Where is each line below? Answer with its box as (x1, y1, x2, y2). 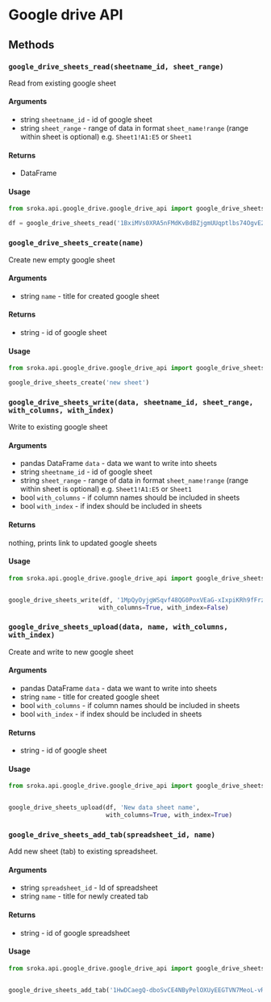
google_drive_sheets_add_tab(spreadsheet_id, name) (8, 830, 216, 839)
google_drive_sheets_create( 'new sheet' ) (8, 379, 150, 387)
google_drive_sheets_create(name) (8, 238, 144, 248)
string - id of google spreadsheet (19, 928, 131, 937)
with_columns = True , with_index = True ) (106, 811, 232, 820)
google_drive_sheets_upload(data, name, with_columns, (8, 623, 228, 631)
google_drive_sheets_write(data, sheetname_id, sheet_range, (8, 397, 254, 407)
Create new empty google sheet (8, 254, 115, 264)
